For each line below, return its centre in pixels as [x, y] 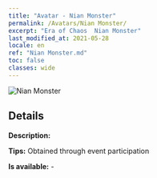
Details [26, 116]
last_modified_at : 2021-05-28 [59, 38]
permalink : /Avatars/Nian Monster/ [68, 23]
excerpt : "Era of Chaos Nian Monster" [75, 30]
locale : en [26, 46]
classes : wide [32, 68]
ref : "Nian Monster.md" [48, 53]
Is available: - [31, 166]
